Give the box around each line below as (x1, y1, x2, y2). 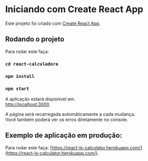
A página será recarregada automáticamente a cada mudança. (5, 111, 135, 117)
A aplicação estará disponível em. (5, 96, 76, 102)
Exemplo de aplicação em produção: (5, 131, 122, 140)
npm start (5, 86, 29, 92)
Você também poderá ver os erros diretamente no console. (5, 116, 128, 123)
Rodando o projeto (5, 35, 65, 44)
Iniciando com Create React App (5, 4, 143, 15)
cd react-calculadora (5, 61, 59, 67)
